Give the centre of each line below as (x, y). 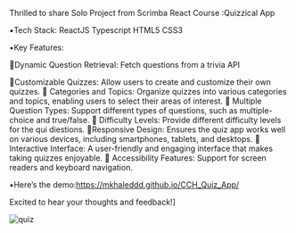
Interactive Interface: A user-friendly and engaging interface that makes (141, 148)
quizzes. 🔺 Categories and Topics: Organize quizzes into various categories (148, 92)
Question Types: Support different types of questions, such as (123, 110)
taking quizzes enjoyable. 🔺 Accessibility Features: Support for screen (138, 158)
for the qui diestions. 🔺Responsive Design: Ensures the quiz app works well (148, 129)
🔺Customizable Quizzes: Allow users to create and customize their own (140, 82)
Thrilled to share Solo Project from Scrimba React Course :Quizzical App (142, 13)
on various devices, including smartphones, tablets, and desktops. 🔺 (135, 139)
